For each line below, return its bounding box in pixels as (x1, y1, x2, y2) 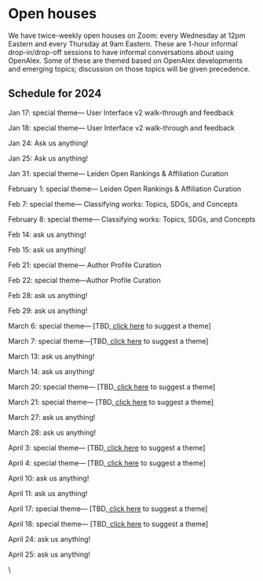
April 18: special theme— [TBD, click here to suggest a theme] (8, 519, 209, 528)
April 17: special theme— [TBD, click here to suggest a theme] (8, 504, 208, 513)
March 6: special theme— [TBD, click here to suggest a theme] (8, 321, 212, 330)
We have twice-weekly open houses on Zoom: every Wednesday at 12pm (8, 31, 246, 40)
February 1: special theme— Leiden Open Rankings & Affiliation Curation (8, 184, 242, 193)
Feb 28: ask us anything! (8, 290, 88, 300)
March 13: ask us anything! (8, 351, 95, 361)
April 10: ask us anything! (8, 473, 89, 483)
